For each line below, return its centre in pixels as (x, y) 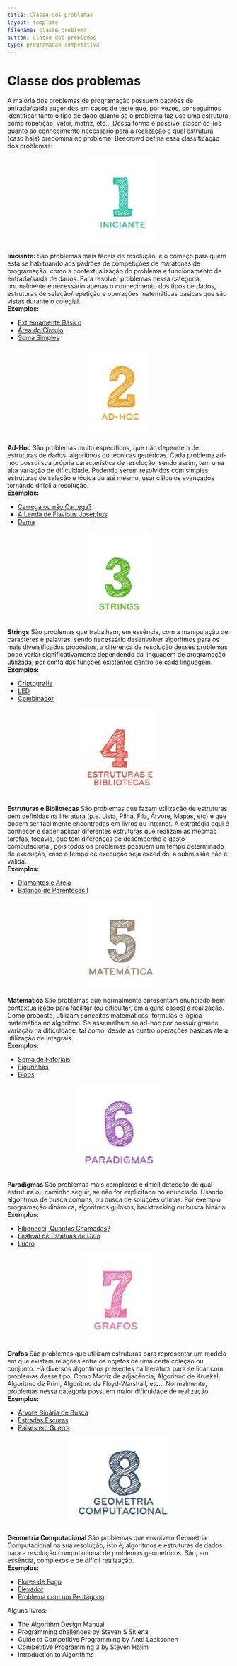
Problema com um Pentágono (61, 1597)
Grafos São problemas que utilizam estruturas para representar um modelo (117, 1354)
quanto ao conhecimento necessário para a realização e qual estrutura (110, 131)
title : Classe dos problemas (50, 15)
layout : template (33, 22)
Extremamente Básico (50, 322)
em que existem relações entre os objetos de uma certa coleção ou (105, 1361)
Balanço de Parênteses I (53, 891)
